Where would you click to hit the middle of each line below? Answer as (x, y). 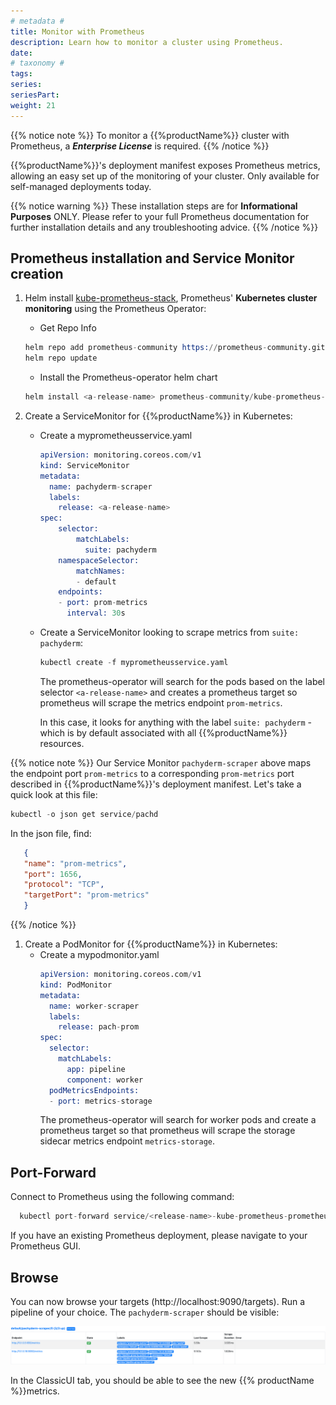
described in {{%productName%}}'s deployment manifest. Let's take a (156, 784)
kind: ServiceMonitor (84, 465)
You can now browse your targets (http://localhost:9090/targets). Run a (158, 1301)
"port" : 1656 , (53, 874)
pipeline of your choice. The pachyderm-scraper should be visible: (145, 1312)
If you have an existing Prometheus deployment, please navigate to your (159, 1236)
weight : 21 (33, 105)
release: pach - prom (99, 1027)
